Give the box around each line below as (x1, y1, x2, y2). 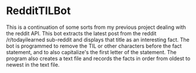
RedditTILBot (6, 4, 71, 18)
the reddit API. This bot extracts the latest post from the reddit (6, 29, 157, 36)
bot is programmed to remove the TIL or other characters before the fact (6, 42, 182, 49)
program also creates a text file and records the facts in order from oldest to (6, 55, 191, 62)
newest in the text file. (6, 61, 60, 68)
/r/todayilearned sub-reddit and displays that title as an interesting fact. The (6, 36, 190, 43)
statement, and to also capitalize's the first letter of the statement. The (6, 48, 177, 55)
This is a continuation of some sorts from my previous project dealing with (6, 24, 187, 31)
